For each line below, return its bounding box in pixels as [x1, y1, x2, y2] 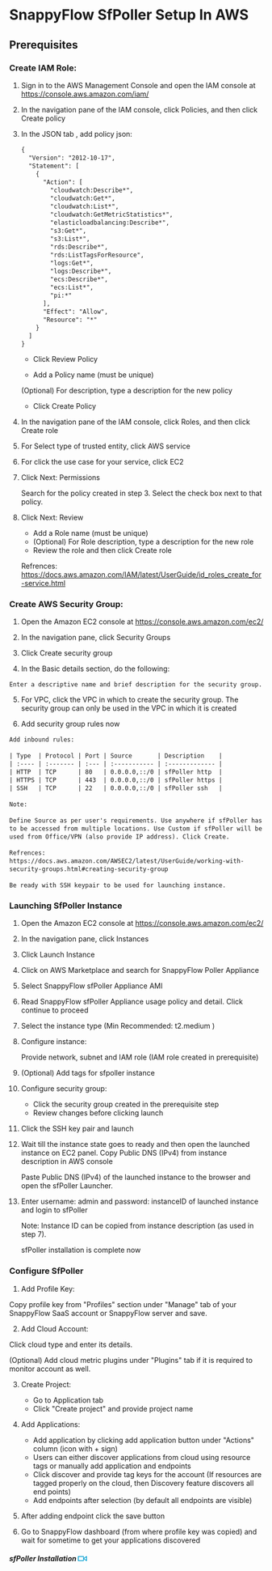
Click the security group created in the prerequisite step [32, 1099, 220, 1110]
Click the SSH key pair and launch [20, 1123, 134, 1134]
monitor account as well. [9, 1364, 91, 1374]
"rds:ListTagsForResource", [50, 251, 144, 259]
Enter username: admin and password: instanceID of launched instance [20, 1196, 259, 1207]
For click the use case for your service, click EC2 [20, 456, 184, 466]
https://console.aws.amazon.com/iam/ [20, 89, 149, 99]
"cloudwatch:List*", [50, 202, 119, 210]
